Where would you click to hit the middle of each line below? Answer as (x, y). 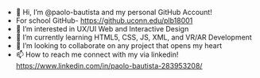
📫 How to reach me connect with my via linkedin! (97, 54)
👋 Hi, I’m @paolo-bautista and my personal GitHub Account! (114, 12)
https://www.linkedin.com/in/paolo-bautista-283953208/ (109, 66)
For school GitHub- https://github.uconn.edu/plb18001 (104, 20)
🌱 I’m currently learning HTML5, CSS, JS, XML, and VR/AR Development (134, 37)
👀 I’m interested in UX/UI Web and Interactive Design (102, 29)
